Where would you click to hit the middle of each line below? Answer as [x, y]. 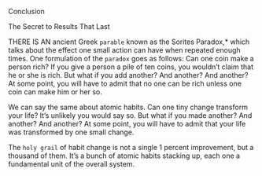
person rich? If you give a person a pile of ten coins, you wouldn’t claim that [131, 67]
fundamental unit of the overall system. [72, 164]
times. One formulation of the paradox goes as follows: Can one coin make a [131, 59]
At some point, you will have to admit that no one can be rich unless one [125, 83]
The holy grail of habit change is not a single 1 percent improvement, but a [131, 147]
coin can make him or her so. [55, 92]
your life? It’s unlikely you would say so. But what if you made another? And [130, 115]
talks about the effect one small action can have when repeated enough [125, 50]
